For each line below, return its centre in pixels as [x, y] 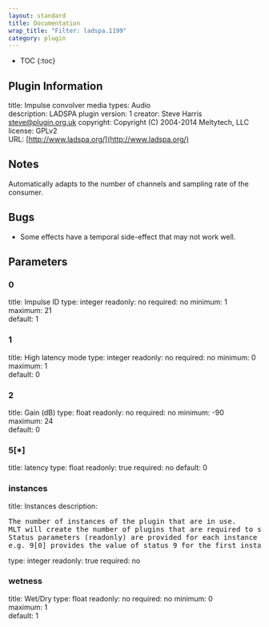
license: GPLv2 [33, 131]
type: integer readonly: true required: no [74, 561]
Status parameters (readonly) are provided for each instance [133, 537]
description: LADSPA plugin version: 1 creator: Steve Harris [105, 114]
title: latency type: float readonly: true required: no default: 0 [108, 468]
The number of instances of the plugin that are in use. [122, 521]
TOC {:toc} [38, 61]
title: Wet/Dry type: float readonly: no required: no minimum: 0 [111, 598]
